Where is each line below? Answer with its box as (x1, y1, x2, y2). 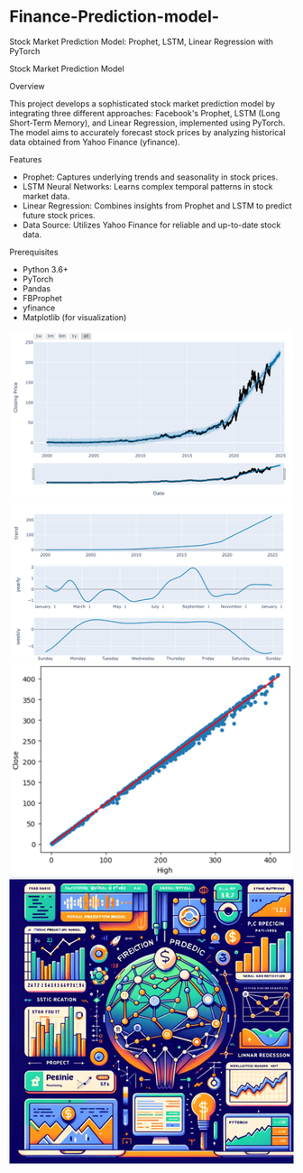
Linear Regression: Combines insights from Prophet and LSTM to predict (22, 200, 292, 211)
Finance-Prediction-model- (9, 6, 219, 27)
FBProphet (22, 292, 63, 303)
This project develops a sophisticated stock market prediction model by (9, 97, 276, 109)
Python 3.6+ (22, 263, 69, 274)
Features (9, 153, 42, 164)
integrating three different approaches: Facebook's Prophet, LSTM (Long (9, 107, 280, 118)
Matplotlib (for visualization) (22, 311, 127, 322)
